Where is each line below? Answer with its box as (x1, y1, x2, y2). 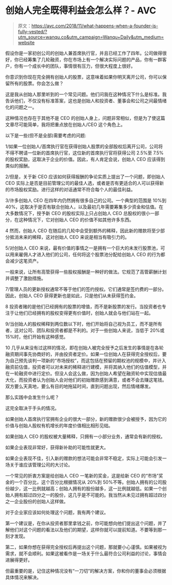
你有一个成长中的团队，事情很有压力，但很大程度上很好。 (14, 63, 136, 69)
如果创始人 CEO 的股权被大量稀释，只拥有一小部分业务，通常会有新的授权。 (5, 433, 165, 439)
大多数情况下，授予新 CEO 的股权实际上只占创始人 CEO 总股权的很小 (5, 210, 150, 216)
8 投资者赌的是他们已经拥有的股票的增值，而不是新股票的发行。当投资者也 (5, 303, 162, 309)
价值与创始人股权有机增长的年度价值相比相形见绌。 (5, 422, 113, 429)
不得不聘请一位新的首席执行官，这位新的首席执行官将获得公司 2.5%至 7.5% (5, 150, 164, 156)
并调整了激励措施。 (5, 275, 46, 281)
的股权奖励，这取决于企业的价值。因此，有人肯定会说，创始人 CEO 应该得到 (5, 156, 165, 162)
